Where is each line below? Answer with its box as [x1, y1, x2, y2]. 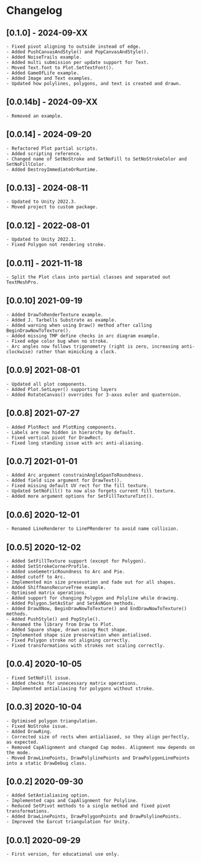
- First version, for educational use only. [6, 852, 120, 858]
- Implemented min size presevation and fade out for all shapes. [6, 579, 176, 585]
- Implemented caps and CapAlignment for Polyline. [6, 798, 138, 804]
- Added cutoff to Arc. [6, 574, 66, 580]
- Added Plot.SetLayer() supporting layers [6, 386, 117, 392]
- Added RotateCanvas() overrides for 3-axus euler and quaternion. [6, 392, 182, 398]
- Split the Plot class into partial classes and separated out [6, 274, 171, 281]
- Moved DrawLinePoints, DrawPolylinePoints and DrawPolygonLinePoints [6, 755, 190, 761]
